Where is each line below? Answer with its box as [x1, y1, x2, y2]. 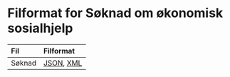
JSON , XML [43, 58, 83, 68]
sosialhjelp [7, 20, 73, 36]
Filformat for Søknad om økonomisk [7, 5, 224, 21]
